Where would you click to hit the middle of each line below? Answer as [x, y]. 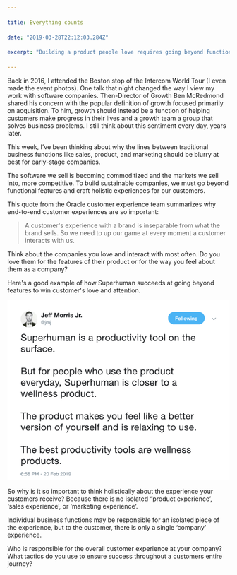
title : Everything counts [45, 22]
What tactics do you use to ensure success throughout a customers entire [115, 556]
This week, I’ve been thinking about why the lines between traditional [108, 147]
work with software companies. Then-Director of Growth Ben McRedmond [116, 95]
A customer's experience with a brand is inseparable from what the [122, 225]
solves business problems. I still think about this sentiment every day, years [117, 125]
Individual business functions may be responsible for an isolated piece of [114, 520]
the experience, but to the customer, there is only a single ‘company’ [107, 528]
